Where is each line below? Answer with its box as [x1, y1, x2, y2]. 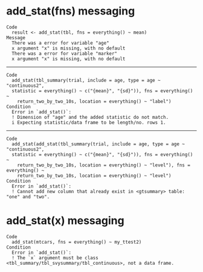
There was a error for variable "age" [11, 40, 110, 46]
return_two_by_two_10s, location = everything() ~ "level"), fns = [17, 162, 190, 168]
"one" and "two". [6, 194, 50, 200]
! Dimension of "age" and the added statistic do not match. [11, 114, 169, 120]
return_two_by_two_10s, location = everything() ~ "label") [17, 98, 172, 104]
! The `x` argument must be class [11, 255, 98, 261]
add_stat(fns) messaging [6, 4, 135, 18]
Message [6, 34, 26, 40]
